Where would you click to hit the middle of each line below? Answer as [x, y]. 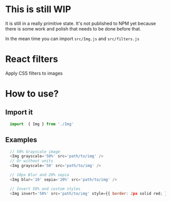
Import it [19, 112]
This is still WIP [38, 9]
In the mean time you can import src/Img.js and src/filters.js [73, 39]
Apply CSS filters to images [34, 73]
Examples [21, 140]
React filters [32, 59]
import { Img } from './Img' [42, 124]
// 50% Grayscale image [35, 152]
